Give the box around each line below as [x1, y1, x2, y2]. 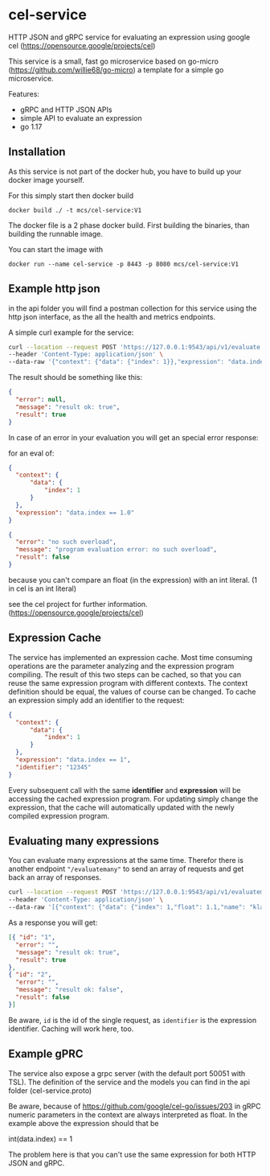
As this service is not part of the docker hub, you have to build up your [8, 167, 242, 176]
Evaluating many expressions [8, 835, 159, 848]
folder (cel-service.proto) [8, 1085, 92, 1096]
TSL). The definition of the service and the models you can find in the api [8, 1077, 251, 1087]
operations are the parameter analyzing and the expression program [8, 661, 235, 671]
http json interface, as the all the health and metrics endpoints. [8, 312, 215, 321]
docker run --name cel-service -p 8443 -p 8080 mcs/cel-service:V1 [8, 260, 239, 268]
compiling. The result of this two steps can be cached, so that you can [8, 670, 242, 679]
